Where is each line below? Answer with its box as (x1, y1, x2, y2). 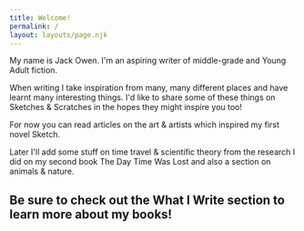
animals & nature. (9, 166, 75, 177)
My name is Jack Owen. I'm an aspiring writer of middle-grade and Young (9, 55, 287, 66)
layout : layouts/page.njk (9, 30, 107, 39)
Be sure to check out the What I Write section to (9, 192, 285, 207)
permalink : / (9, 22, 59, 31)
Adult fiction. (9, 65, 57, 75)
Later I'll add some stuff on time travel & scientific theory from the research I (9, 146, 296, 157)
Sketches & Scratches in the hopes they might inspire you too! (9, 102, 243, 113)
